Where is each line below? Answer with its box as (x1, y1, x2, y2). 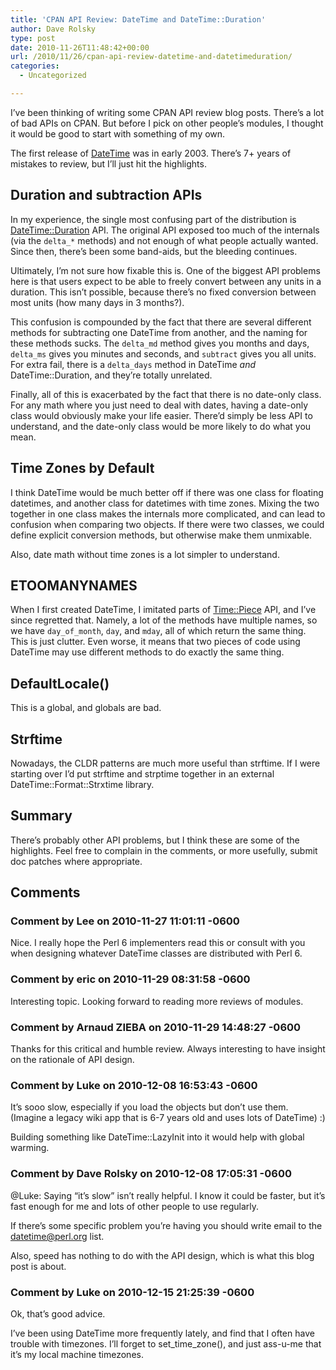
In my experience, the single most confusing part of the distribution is (10, 213, 297, 225)
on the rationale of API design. (10, 1054, 135, 1066)
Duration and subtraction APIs (10, 187, 203, 204)
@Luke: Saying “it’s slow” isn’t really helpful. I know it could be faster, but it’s (10, 1189, 326, 1201)
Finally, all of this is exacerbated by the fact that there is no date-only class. (10, 388, 322, 400)
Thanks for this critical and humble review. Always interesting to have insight (10, 1043, 326, 1055)
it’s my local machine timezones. (10, 1348, 144, 1360)
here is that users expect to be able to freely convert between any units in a (10, 275, 322, 287)
